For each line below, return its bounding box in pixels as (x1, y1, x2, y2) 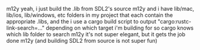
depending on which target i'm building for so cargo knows (46, 24, 194, 31)
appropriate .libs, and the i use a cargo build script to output (6, 18, 157, 25)
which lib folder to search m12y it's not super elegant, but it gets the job (6, 31, 185, 38)
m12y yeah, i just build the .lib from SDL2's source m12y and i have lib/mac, (6, 5, 195, 12)
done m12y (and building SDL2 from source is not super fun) (6, 37, 158, 44)
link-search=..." (6, 24, 45, 31)
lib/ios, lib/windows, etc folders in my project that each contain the (6, 11, 173, 19)
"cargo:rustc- (157, 18, 191, 25)
